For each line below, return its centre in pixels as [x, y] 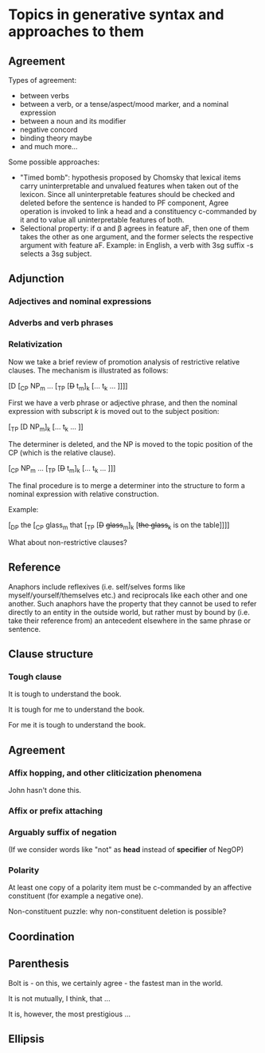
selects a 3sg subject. [56, 254]
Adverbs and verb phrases [61, 323]
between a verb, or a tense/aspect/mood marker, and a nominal [124, 104]
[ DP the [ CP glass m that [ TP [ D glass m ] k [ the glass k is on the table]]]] [119, 526]
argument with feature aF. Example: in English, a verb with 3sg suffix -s [136, 245]
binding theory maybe [56, 138]
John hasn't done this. [45, 790]
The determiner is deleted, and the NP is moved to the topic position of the [131, 444]
